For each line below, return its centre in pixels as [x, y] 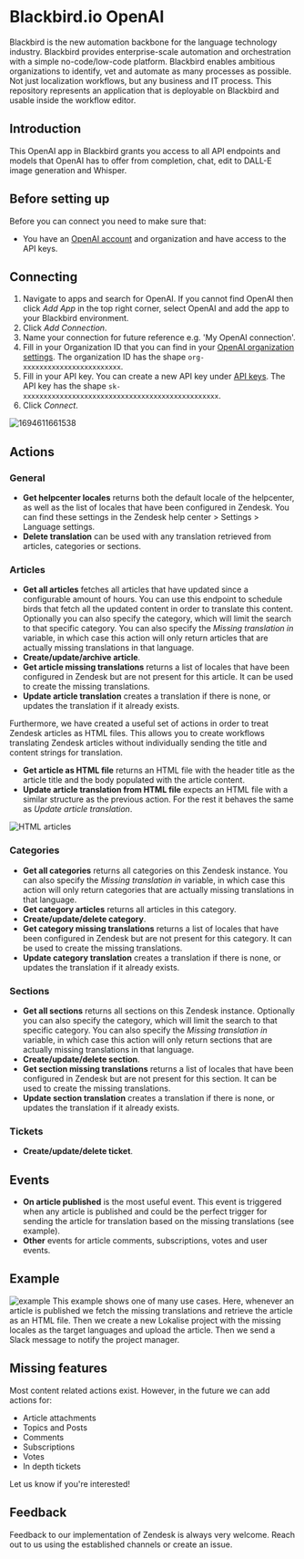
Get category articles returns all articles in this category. [129, 909]
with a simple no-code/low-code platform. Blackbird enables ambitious [142, 61]
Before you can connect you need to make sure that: [108, 221]
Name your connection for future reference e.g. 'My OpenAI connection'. [159, 338]
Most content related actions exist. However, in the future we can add [140, 1390]
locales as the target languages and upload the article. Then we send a [142, 1330]
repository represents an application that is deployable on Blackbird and [144, 90]
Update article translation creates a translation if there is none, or [147, 696]
